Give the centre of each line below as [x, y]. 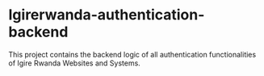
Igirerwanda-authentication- [107, 15]
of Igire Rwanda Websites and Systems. [75, 63]
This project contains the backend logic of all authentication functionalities [132, 54]
